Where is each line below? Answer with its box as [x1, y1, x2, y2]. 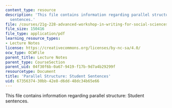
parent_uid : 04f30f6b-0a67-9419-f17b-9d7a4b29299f [5, 64, 116, 69]
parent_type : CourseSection [5, 60, 66, 65]
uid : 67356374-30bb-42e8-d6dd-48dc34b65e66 [5, 78, 100, 84]
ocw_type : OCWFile [5, 50, 45, 55]
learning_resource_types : [5, 36, 60, 41]
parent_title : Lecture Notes [5, 55, 68, 60]
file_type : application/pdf [5, 31, 66, 36]
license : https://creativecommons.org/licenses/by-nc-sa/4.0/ [5, 45, 141, 50]
